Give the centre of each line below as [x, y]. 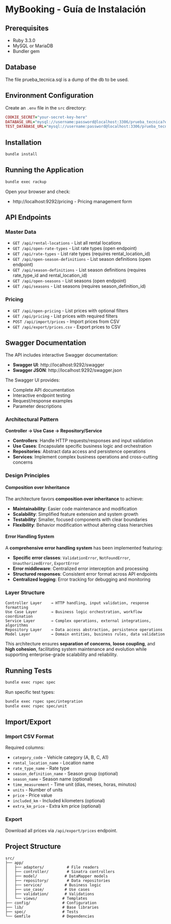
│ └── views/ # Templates [46, 898]
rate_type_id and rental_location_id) [50, 276]
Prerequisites [27, 28]
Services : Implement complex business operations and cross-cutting [85, 456]
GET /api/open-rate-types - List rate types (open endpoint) [75, 249]
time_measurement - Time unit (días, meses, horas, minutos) [75, 784]
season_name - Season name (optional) [52, 779]
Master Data [21, 232]
